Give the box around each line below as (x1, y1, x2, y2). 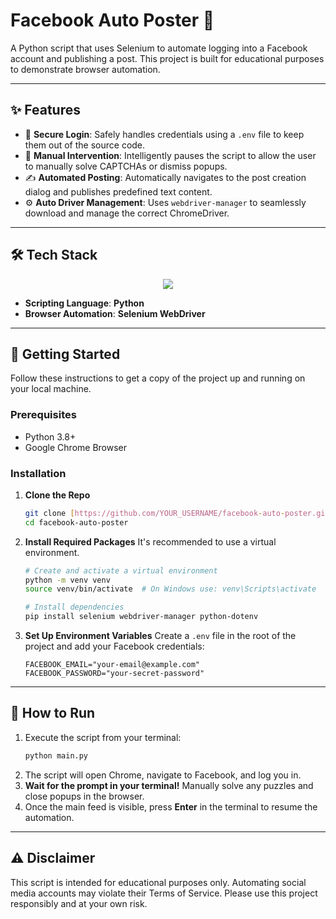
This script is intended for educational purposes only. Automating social (10, 876, 307, 888)
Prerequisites (10, 408, 77, 422)
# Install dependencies (24, 602, 125, 613)
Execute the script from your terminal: (24, 731, 182, 743)
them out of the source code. (24, 139, 146, 151)
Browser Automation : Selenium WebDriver (24, 307, 206, 319)
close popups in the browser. (24, 790, 145, 802)
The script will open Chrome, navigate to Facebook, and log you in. (24, 769, 302, 781)
